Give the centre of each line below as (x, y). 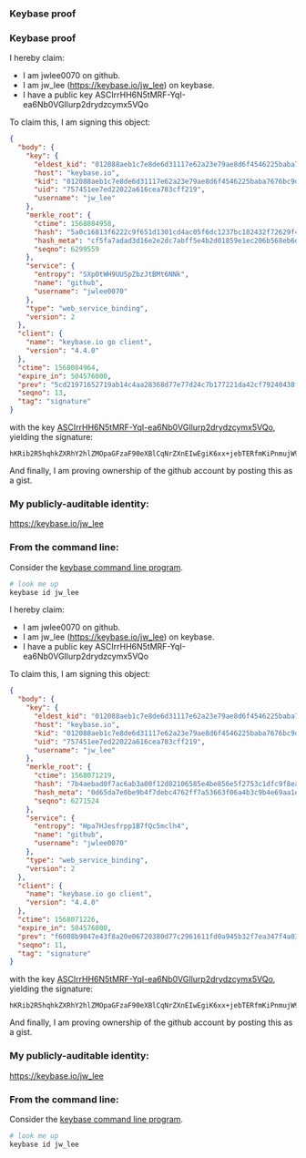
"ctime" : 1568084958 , (75, 223)
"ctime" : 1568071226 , (59, 920)
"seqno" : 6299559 (66, 249)
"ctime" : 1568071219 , (75, 776)
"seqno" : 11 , (42, 945)
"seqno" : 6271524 (66, 801)
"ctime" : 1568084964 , (59, 367)
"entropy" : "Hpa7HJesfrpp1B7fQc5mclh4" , (111, 826)
